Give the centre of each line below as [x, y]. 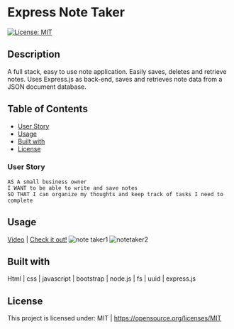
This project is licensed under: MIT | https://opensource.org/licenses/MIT [115, 318]
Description [34, 54]
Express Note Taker [66, 12]
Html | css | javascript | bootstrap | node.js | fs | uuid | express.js [102, 279]
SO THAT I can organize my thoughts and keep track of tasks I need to [115, 194]
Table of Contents [48, 109]
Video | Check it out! [37, 239]
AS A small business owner [47, 182]
